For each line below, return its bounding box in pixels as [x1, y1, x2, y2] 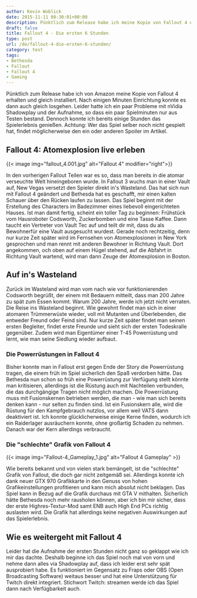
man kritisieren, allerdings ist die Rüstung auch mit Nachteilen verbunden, [6, 382, 185, 389]
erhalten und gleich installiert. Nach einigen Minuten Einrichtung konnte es [6, 96, 186, 103]
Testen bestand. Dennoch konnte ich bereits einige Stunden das [6, 115, 161, 122]
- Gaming [6, 74, 28, 80]
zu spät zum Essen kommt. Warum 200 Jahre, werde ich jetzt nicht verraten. [6, 298, 191, 305]
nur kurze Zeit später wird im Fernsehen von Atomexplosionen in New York [6, 234, 187, 241]
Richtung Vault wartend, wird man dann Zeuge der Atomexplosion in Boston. [6, 253, 191, 260]
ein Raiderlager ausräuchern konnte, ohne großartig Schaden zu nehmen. [6, 419, 184, 426]
